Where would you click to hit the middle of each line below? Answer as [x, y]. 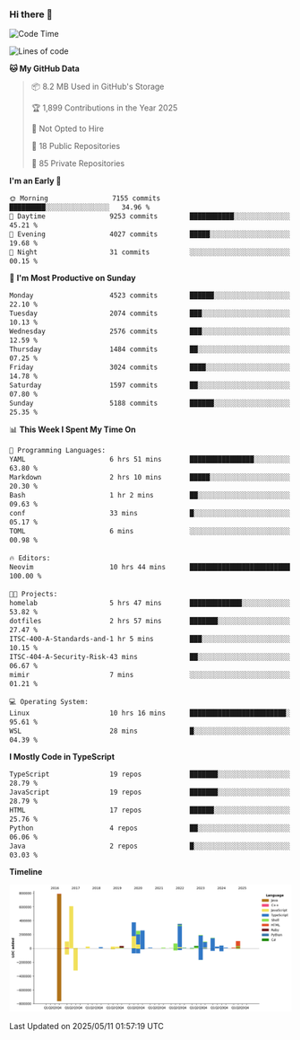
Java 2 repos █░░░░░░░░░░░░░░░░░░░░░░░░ [150, 846]
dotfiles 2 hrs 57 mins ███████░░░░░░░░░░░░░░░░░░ [150, 621]
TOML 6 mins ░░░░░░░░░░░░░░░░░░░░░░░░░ [150, 532]
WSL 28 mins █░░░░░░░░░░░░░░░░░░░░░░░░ [150, 731]
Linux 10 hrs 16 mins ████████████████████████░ [150, 713]
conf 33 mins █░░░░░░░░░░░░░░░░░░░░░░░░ [150, 514]
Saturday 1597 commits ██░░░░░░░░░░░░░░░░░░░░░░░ [150, 385]
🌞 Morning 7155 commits [85, 198]
